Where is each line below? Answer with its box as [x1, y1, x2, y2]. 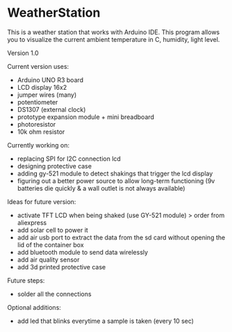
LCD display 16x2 [17, 83, 67, 91]
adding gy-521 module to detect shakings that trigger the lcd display [17, 169, 213, 177]
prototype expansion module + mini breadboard [17, 113, 155, 121]
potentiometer [17, 97, 58, 106]
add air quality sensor [17, 255, 80, 264]
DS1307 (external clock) [17, 105, 86, 113]
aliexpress [17, 218, 47, 227]
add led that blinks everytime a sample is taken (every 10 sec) [17, 317, 194, 325]
